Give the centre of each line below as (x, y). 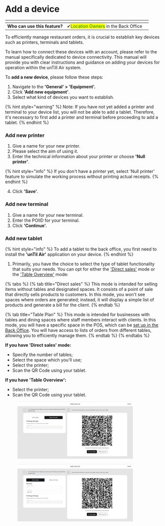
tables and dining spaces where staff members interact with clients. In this (81, 320)
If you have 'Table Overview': (36, 380)
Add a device (33, 9)
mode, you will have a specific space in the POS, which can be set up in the (82, 325)
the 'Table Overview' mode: (40, 275)
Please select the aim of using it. (45, 151)
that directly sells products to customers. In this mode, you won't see (75, 294)
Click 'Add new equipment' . (41, 92)
